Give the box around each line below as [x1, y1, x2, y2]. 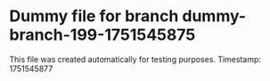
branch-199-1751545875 [9, 25, 196, 45]
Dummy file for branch [9, 6, 179, 26]
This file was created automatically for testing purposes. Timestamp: [9, 54, 261, 64]
